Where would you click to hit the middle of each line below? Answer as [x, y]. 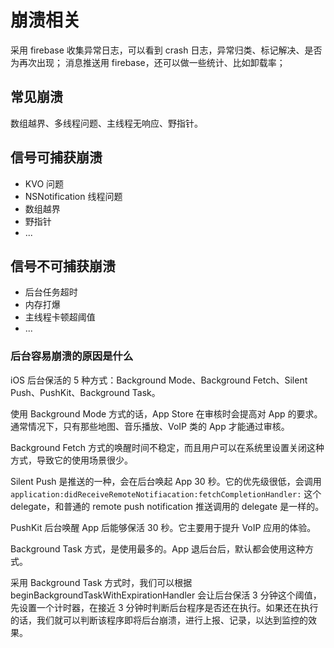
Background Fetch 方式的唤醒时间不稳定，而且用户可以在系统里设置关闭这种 [167, 447]
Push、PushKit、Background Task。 [85, 392]
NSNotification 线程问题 [73, 196]
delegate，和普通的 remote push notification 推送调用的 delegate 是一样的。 [167, 506]
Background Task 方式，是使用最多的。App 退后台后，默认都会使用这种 [158, 548]
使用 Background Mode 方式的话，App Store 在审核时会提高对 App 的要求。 [166, 413]
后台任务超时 [51, 292]
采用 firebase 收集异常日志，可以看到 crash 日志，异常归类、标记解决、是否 [166, 50]
